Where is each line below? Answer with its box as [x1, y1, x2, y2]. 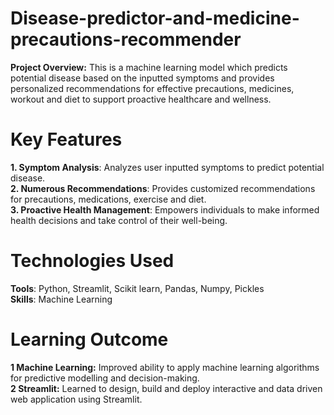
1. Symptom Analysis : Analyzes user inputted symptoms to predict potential [10, 161, 325, 173]
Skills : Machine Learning [10, 293, 113, 305]
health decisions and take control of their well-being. [10, 214, 228, 226]
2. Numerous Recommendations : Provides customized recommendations [10, 182, 316, 194]
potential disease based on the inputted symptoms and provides [10, 72, 275, 84]
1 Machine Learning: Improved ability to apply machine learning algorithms [10, 361, 320, 373]
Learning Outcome [10, 328, 169, 351]
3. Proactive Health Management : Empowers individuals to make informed [10, 203, 320, 216]
